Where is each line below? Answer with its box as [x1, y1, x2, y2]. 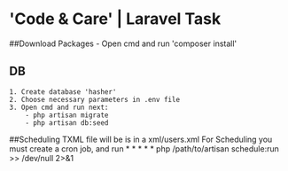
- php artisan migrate [25, 111, 109, 120]
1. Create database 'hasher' [9, 87, 117, 97]
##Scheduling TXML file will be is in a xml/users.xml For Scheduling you [9, 134, 273, 144]
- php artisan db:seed [25, 118, 109, 128]
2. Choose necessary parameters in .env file [9, 95, 180, 104]
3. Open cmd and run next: [9, 103, 109, 112]
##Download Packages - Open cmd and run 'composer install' [9, 38, 237, 49]
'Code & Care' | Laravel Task [9, 9, 222, 29]
